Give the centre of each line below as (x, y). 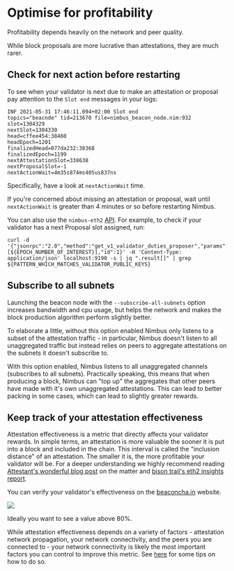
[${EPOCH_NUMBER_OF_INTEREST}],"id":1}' (67, 252)
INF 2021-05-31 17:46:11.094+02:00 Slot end (73, 112)
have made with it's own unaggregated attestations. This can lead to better (115, 388)
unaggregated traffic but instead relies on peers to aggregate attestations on (117, 345)
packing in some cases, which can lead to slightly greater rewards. (103, 396)
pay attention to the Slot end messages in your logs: (83, 99)
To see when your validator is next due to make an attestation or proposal (112, 91)
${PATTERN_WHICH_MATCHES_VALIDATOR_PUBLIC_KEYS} (79, 264)
